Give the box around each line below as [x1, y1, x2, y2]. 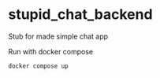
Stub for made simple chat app [8, 32, 109, 41]
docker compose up [8, 61, 69, 70]
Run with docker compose [8, 46, 94, 56]
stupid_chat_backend [8, 6, 153, 24]
